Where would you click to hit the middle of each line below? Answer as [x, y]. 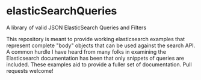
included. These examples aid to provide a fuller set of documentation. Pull [99, 64]
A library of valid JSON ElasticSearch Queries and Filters [76, 27]
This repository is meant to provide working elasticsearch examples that [96, 39]
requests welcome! [30, 70]
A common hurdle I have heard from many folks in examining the [86, 51]
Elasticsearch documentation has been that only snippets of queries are [95, 58]
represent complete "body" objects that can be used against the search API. [101, 45]
